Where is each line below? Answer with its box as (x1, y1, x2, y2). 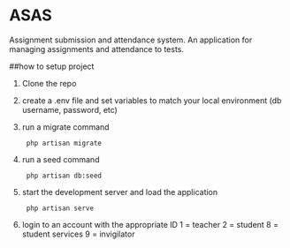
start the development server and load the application (21, 186, 218, 197)
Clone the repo (21, 78, 77, 88)
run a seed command (21, 154, 100, 164)
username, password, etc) (21, 104, 118, 115)
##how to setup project (9, 61, 95, 71)
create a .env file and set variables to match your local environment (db (21, 94, 282, 106)
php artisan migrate (26, 139, 102, 147)
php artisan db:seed (26, 171, 102, 180)
